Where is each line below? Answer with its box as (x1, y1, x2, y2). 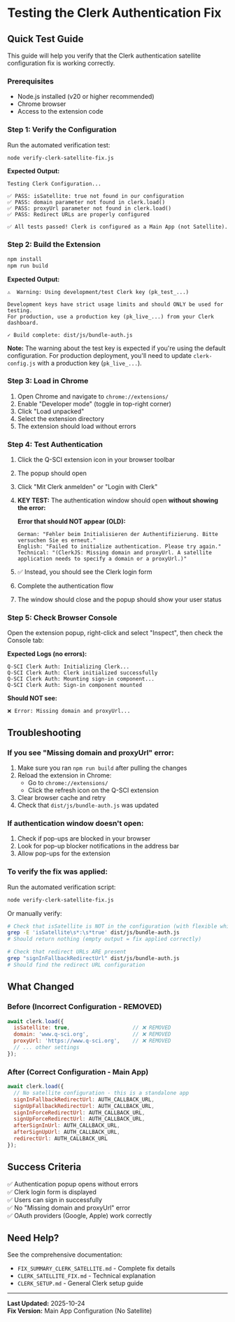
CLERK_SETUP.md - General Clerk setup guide (17, 1279, 143, 1288)
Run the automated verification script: (7, 883, 116, 891)
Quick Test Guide (7, 33, 84, 45)
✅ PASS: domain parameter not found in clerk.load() (7, 199, 166, 206)
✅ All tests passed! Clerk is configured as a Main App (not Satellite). (7, 223, 229, 231)
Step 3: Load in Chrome (7, 376, 89, 386)
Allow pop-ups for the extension (17, 849, 111, 857)
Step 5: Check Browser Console (7, 613, 117, 622)
